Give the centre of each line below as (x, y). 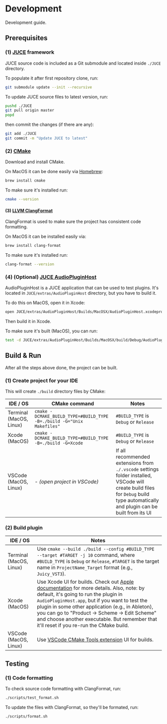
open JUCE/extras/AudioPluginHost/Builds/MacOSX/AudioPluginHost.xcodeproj (85, 312)
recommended (133, 457)
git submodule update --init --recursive (49, 87)
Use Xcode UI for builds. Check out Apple (85, 582)
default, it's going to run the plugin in (80, 594)
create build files (135, 488)
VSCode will (130, 482)
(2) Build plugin (24, 527)
